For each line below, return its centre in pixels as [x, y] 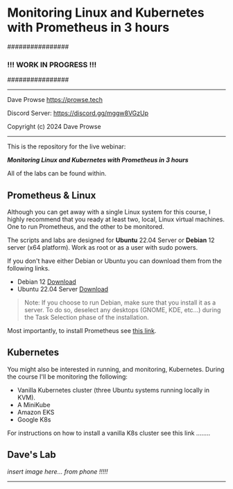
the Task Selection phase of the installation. [86, 318]
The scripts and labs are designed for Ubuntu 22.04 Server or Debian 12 [111, 240]
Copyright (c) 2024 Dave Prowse [54, 127]
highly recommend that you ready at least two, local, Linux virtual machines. [116, 219]
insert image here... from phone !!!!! [58, 471]
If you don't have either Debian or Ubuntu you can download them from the [114, 261]
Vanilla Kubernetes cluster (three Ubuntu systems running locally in [113, 390]
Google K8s [34, 419]
